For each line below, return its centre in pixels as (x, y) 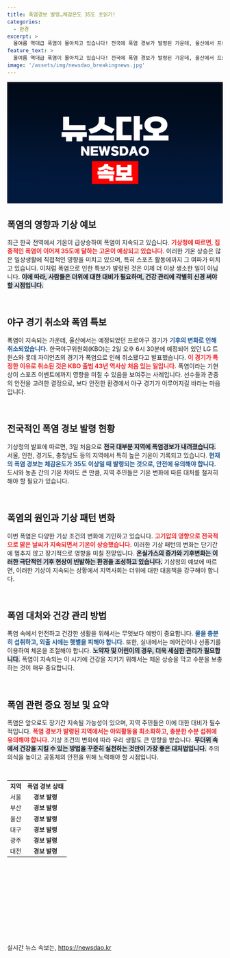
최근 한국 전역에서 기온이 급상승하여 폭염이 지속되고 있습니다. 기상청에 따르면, (110, 242)
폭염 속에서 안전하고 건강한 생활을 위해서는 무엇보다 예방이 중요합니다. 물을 (107, 634)
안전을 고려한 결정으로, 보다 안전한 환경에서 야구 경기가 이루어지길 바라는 (111, 383)
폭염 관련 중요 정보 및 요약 (58, 705)
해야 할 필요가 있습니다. (38, 481)
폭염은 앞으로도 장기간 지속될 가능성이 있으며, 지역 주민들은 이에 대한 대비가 (107, 723)
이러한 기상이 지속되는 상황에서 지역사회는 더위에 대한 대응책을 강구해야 (111, 570)
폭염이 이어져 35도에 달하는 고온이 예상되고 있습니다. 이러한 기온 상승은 (119, 251)
